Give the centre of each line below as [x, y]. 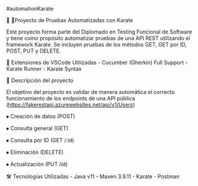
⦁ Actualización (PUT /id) [37, 164]
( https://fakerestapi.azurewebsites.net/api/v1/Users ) [70, 105]
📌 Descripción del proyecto [40, 80]
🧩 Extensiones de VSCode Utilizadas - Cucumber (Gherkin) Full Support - [97, 62]
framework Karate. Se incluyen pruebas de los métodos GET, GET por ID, [97, 45]
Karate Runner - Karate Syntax [44, 69]
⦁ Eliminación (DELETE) [35, 152]
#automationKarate [30, 9]
